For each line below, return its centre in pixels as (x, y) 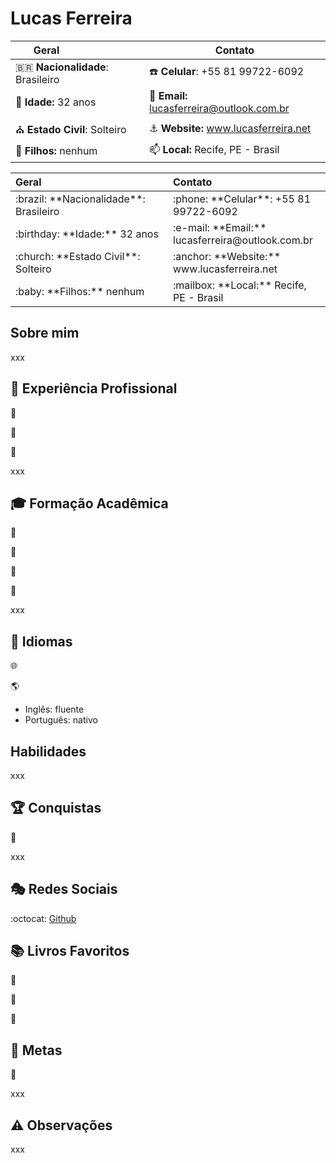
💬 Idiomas (41, 641)
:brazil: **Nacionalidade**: (80, 199)
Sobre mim (45, 333)
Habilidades (48, 751)
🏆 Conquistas (56, 808)
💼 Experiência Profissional (94, 388)
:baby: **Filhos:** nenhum (80, 291)
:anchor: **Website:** (227, 256)
